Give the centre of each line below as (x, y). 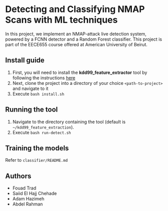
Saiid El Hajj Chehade (35, 193)
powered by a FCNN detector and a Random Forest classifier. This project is (83, 39)
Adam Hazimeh (28, 199)
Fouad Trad (24, 188)
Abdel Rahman (28, 204)
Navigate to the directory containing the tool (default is (69, 122)
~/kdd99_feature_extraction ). (43, 127)
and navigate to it (30, 88)
